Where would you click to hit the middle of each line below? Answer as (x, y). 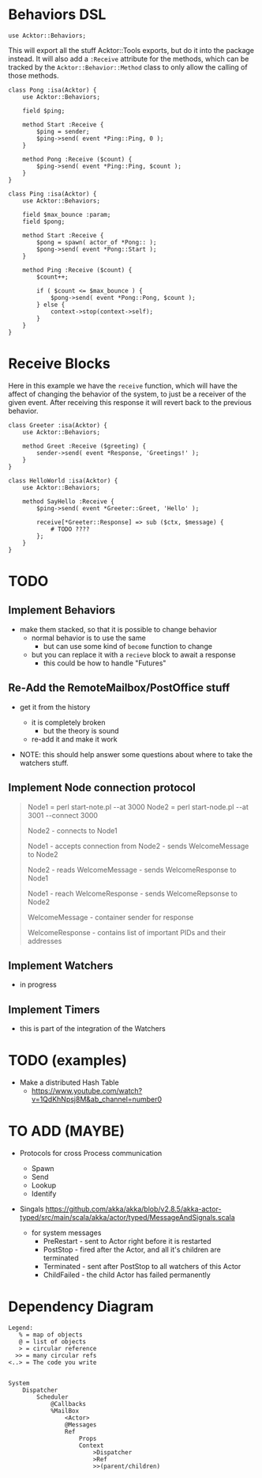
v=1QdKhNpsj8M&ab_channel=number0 (97, 1099)
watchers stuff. (44, 763)
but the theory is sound (81, 730)
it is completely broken (68, 722)
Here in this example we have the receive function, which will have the (123, 385)
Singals (32, 1209)
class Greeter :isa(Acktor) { (58, 425)
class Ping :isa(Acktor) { (52, 194)
